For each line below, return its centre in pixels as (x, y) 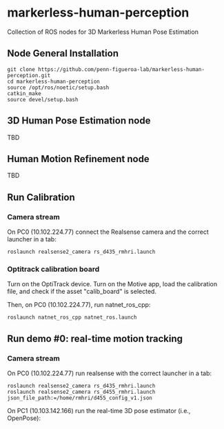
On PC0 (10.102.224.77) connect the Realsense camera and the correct (108, 232)
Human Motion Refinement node (78, 159)
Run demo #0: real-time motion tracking (95, 338)
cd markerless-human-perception (53, 81)
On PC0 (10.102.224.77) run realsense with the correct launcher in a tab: (110, 373)
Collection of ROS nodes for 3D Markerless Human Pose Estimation (103, 32)
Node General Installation (63, 53)
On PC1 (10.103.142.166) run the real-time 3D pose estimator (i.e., (99, 411)
